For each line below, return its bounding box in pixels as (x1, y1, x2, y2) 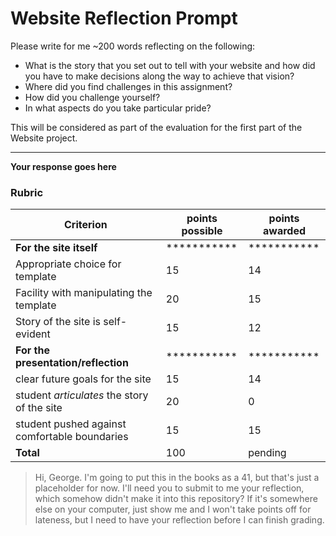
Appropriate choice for (15, 257, 122, 271)
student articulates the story (15, 388, 149, 402)
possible (181, 224, 223, 238)
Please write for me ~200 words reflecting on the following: (10, 40, 256, 52)
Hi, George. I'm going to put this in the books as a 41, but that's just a (34, 472, 320, 484)
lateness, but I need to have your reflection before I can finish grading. (34, 514, 325, 526)
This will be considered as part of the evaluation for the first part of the (10, 121, 303, 133)
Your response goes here (10, 160, 117, 172)
